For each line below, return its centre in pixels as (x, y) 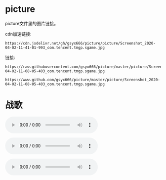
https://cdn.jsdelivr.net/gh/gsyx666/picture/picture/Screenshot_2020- (80, 43)
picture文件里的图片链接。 (32, 23)
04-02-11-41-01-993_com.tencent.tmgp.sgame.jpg (55, 47)
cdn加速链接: (18, 34)
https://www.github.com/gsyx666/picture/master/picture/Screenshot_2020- (83, 80)
